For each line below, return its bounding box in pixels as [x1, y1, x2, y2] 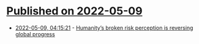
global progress [15, 30, 55, 37]
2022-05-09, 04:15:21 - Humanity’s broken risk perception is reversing [15, 24, 193, 31]
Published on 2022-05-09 [6, 4, 143, 18]
